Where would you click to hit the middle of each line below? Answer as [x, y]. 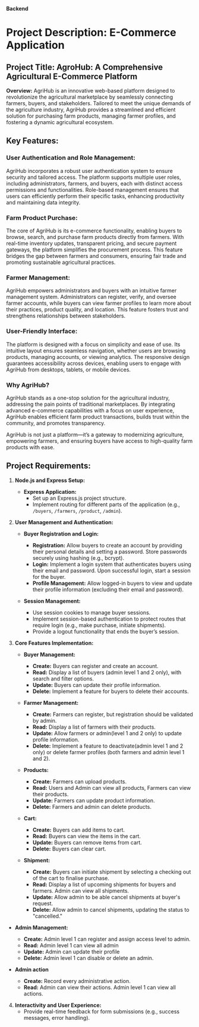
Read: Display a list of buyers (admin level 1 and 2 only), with [107, 672]
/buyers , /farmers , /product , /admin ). [78, 511]
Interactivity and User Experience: [58, 1005]
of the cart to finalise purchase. [71, 878]
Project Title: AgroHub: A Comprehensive [85, 67]
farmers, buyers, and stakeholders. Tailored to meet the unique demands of [99, 103]
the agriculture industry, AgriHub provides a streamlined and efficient [91, 110]
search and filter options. [63, 678]
